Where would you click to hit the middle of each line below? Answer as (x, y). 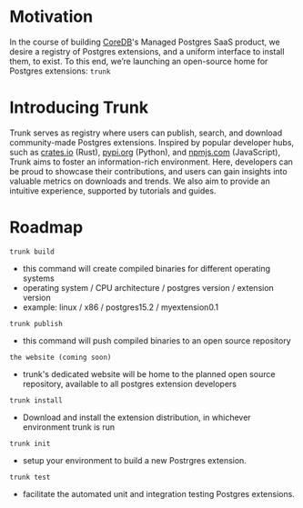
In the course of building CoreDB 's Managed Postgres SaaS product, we (145, 42)
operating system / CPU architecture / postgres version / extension (148, 287)
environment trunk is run (69, 427)
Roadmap (46, 228)
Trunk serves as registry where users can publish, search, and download (146, 133)
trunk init (30, 443)
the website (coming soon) (61, 357)
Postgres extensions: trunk (60, 71)
